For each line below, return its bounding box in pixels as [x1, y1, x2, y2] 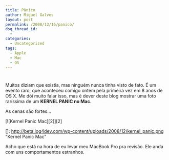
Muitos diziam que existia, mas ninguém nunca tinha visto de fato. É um [5, 82, 156, 88]
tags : [5, 46, 17, 51]
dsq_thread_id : [5, 27, 38, 32]
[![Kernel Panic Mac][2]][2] [5, 118, 62, 125]
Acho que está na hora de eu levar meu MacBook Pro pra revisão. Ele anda [5, 144, 164, 150]
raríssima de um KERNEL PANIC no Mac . [5, 98, 92, 105]
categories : [5, 36, 31, 42]
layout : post [5, 17, 33, 22]
